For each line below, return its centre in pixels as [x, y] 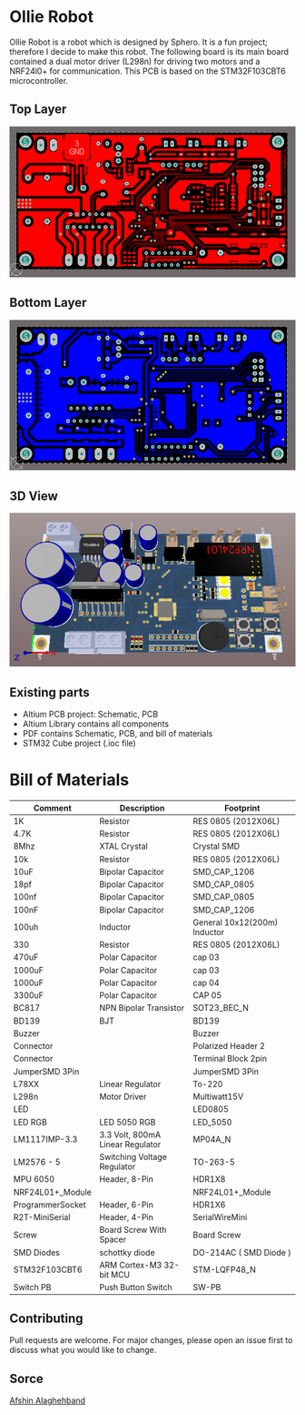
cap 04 [206, 982]
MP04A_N [212, 1139]
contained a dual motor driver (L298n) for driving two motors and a [135, 61]
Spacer [113, 1239]
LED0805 [211, 1109]
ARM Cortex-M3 [131, 1265]
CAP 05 [207, 995]
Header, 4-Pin [127, 1217]
